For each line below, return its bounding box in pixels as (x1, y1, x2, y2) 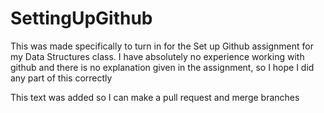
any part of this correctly (10, 72, 113, 84)
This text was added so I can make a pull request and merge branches (10, 91, 300, 103)
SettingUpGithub (10, 7, 153, 30)
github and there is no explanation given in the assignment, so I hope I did (10, 61, 315, 73)
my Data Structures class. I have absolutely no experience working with (10, 50, 305, 62)
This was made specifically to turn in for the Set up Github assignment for (10, 40, 314, 52)
